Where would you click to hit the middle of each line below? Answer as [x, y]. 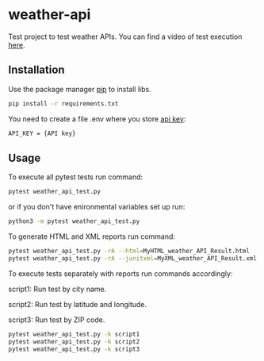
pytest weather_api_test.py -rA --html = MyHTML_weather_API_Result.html [129, 252]
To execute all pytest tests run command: [76, 177]
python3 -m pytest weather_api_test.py [74, 221]
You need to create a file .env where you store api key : [97, 119]
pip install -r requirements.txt [63, 104]
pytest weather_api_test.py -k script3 [74, 349]
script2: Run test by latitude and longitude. [78, 304]
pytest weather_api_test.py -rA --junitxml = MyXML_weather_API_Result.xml [133, 258]
